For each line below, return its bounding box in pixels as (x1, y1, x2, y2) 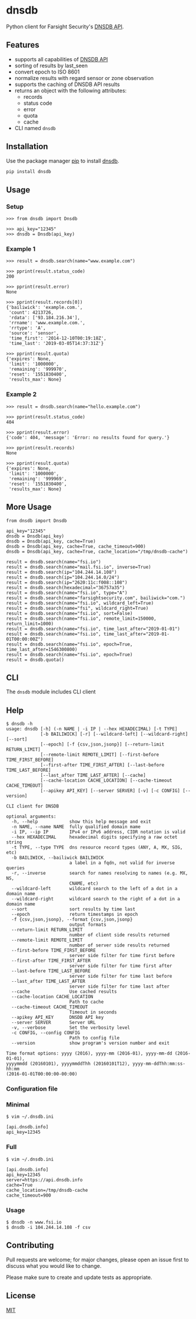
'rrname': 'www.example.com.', (8, 320, 85, 326)
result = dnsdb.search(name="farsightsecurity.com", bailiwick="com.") (6, 595, 185, 601)
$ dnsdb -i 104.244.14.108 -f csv (6, 1224, 91, 1230)
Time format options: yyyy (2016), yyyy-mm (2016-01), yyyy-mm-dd (6, 1051, 172, 1056)
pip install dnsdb (6, 168, 51, 174)
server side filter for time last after (69, 984, 170, 989)
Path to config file (69, 1035, 119, 1041)
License (6, 1291, 36, 1301)
